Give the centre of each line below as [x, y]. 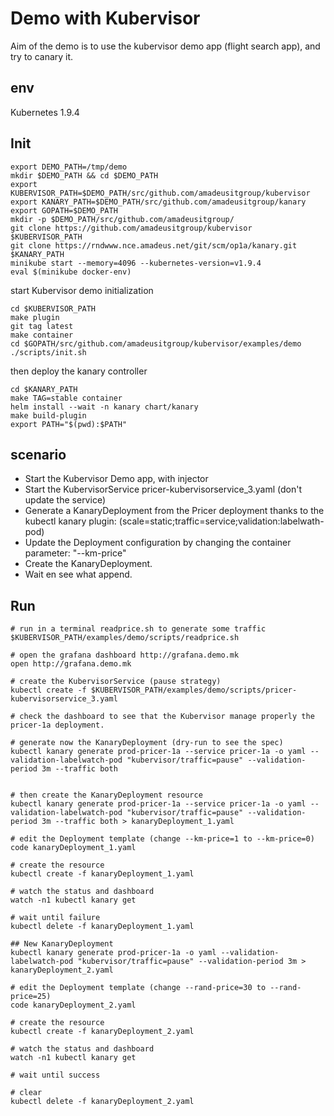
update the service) [65, 500]
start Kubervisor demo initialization [82, 290]
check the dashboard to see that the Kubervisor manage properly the [167, 717]
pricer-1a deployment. [57, 725]
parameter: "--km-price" [75, 553]
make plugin [35, 317]
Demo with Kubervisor [105, 18]
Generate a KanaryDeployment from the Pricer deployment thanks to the [174, 511]
